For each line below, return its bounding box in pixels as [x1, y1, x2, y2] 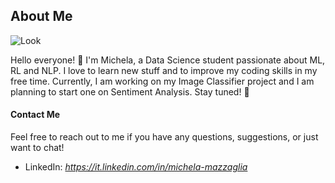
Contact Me [10, 109, 61, 121]
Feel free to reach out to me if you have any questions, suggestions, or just [10, 131, 319, 143]
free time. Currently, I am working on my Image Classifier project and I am [10, 75, 315, 87]
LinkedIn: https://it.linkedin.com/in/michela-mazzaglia [24, 161, 248, 173]
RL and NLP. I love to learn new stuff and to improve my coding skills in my [10, 64, 318, 76]
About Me [10, 8, 73, 25]
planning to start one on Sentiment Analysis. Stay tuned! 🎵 [10, 85, 250, 98]
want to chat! [10, 142, 65, 154]
